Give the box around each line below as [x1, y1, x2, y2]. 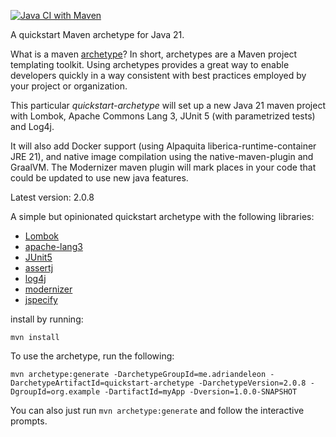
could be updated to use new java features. [10, 172, 189, 184]
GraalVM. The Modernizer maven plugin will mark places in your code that [10, 161, 317, 173]
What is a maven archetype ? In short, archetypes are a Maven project [10, 48, 298, 60]
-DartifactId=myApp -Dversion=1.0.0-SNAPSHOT [104, 387, 298, 397]
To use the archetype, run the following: [10, 350, 175, 362]
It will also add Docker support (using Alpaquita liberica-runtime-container [10, 140, 317, 152]
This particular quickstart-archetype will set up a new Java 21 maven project [10, 100, 327, 111]
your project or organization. [10, 80, 128, 92]
